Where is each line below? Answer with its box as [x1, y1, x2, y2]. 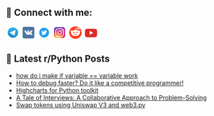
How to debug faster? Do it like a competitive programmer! [15, 79, 184, 87]
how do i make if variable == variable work [15, 71, 138, 79]
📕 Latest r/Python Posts [6, 53, 110, 65]
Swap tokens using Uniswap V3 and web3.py [15, 101, 146, 109]
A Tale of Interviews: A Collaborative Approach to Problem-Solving [15, 93, 207, 101]
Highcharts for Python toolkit [15, 86, 99, 94]
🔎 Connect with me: [6, 7, 92, 19]
